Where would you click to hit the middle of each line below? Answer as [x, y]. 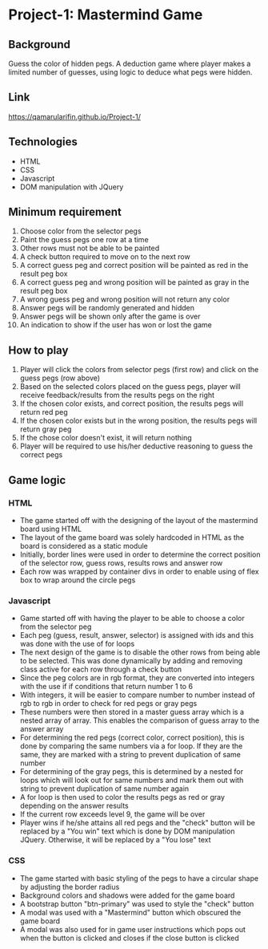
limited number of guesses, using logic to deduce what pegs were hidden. [130, 72]
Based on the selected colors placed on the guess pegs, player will [130, 387]
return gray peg [46, 429]
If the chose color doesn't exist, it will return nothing [106, 438]
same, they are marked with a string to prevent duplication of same [130, 755]
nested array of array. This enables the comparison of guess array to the [140, 720]
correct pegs [41, 455]
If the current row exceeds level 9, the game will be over [112, 814]
